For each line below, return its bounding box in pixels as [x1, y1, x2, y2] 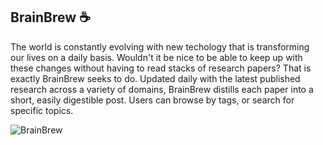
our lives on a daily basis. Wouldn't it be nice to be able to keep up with [10, 51, 303, 63]
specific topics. [10, 104, 74, 116]
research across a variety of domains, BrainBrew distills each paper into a [10, 83, 314, 95]
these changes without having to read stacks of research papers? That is [10, 62, 312, 74]
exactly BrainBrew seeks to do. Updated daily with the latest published [10, 72, 301, 84]
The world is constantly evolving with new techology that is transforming [10, 40, 310, 53]
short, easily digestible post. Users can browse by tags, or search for [10, 94, 295, 106]
